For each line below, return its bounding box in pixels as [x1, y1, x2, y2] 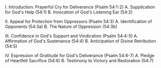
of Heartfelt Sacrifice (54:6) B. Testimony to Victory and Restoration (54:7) [5, 58, 154, 63]
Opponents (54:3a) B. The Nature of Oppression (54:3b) [5, 24, 117, 29]
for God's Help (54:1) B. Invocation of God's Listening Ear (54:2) [5, 9, 133, 15]
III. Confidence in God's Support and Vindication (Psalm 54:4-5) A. [5, 33, 138, 39]
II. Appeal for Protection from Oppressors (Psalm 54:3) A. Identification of [5, 19, 152, 24]
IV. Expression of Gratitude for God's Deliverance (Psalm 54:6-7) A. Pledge [5, 53, 155, 58]
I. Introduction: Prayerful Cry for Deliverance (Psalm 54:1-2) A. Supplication [5, 4, 155, 10]
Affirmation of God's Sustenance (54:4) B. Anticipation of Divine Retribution [5, 38, 156, 44]
